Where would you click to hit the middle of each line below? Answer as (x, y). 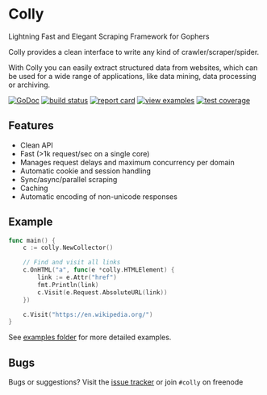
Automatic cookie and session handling (86, 171)
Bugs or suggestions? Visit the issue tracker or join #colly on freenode (126, 382)
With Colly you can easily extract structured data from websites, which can (133, 67)
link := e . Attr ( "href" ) (77, 278)
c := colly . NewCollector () (68, 248)
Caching (34, 188)
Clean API (37, 145)
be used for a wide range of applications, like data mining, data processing (132, 76)
